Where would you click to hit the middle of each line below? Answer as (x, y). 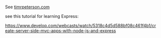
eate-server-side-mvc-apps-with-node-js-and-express (61, 31)
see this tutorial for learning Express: (42, 16)
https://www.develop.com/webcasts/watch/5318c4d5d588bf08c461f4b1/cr (81, 25)
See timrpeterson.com (27, 7)
